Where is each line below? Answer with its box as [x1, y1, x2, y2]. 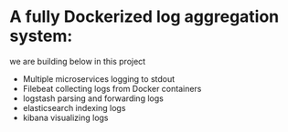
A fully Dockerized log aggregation [9, 6, 280, 27]
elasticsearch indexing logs [22, 102, 126, 113]
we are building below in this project [9, 56, 146, 66]
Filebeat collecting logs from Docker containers [22, 83, 202, 94]
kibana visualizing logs [22, 112, 109, 123]
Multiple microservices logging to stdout [22, 73, 176, 84]
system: [9, 25, 73, 46]
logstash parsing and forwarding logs [22, 93, 165, 104]
